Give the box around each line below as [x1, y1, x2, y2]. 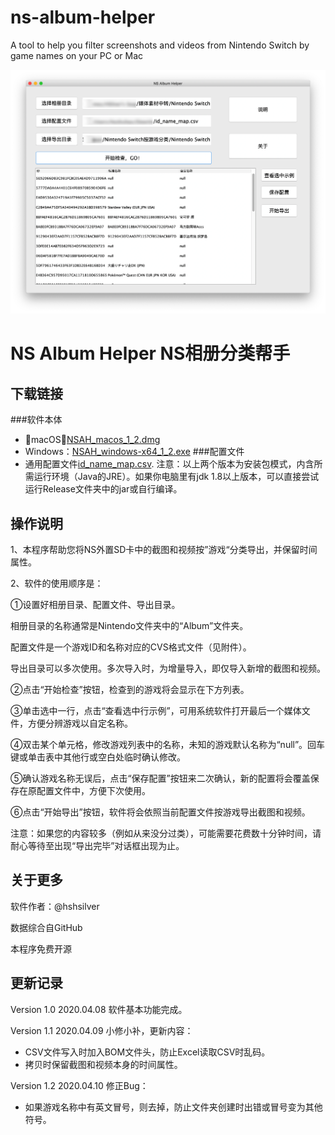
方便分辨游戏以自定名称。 [27, 717, 133, 730]
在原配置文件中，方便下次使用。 [18, 785, 151, 797]
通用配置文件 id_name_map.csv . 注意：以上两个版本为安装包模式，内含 [24, 458, 315, 470]
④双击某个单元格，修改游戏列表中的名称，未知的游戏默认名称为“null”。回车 [10, 739, 326, 751]
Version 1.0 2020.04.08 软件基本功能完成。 [10, 1003, 188, 1015]
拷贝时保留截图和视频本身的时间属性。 [24, 1058, 183, 1070]
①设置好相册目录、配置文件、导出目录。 [10, 599, 181, 611]
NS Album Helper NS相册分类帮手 [10, 342, 291, 365]
